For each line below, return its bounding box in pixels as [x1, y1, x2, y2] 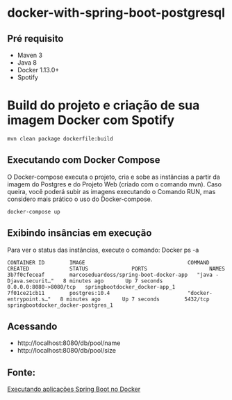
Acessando [7, 320, 58, 332]
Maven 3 [17, 51, 43, 59]
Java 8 [17, 58, 37, 67]
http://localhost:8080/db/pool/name [17, 339, 121, 347]
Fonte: [7, 367, 36, 378]
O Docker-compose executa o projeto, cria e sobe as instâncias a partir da [7, 173, 220, 181]
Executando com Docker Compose [7, 154, 161, 166]
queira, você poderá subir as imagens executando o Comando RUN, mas [7, 187, 216, 195]
